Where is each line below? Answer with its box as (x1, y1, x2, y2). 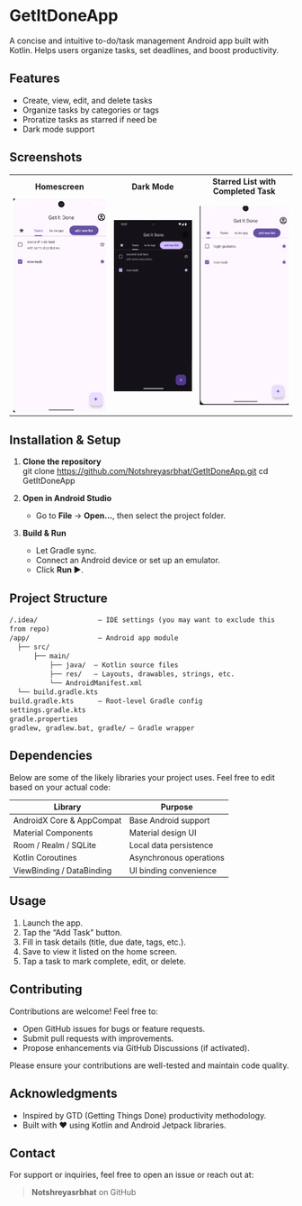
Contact (9, 1146, 56, 1161)
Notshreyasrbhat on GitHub (31, 1187, 137, 1198)
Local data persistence (129, 840, 214, 851)
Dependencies (9, 748, 93, 763)
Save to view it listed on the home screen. (22, 946, 178, 956)
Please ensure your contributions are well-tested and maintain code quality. (9, 1060, 289, 1071)
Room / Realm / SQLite (13, 840, 97, 851)
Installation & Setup (9, 432, 121, 447)
